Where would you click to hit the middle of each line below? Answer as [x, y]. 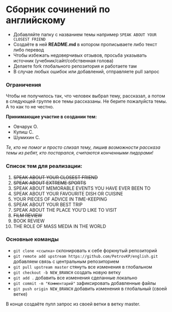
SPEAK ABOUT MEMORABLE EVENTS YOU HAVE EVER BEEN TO [82, 188]
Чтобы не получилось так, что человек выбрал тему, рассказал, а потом [85, 96]
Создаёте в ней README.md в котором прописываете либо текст [85, 44]
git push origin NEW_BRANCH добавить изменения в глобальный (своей [90, 288]
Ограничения [24, 84]
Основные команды [32, 239]
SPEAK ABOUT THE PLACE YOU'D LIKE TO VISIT [65, 210]
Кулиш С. [23, 132]
